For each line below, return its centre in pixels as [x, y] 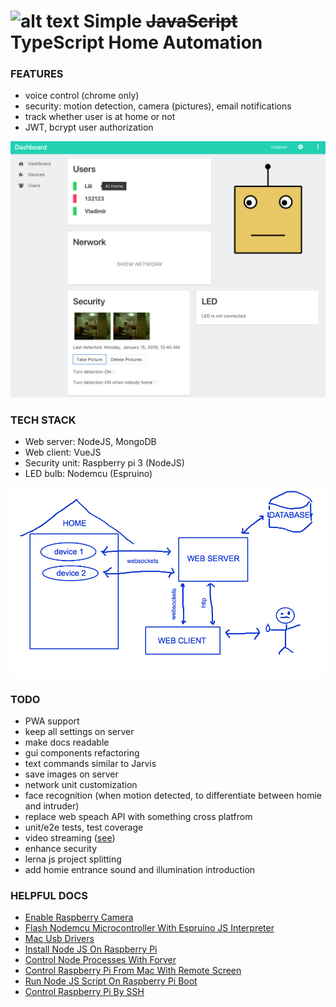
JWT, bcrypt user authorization [89, 127]
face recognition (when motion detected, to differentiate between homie [173, 795]
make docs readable [67, 742]
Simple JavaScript [160, 21]
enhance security [61, 848]
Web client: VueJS [63, 452]
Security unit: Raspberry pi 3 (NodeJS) [104, 463]
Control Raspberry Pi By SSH [84, 992]
